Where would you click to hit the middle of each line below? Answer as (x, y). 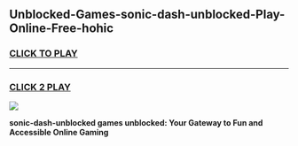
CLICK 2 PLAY (40, 87)
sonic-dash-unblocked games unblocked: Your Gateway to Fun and (136, 122)
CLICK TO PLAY (43, 54)
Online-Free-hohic (61, 29)
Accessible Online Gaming (59, 132)
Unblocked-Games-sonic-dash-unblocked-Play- (147, 15)
